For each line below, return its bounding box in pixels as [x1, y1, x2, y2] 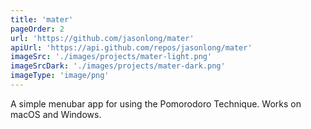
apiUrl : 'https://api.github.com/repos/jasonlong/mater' [10, 42, 253, 53]
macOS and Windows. [10, 108, 102, 120]
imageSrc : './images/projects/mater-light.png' [10, 52, 213, 62]
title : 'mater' [10, 14, 74, 25]
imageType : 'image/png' [10, 71, 110, 81]
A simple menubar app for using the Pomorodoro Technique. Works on [10, 97, 302, 110]
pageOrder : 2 [10, 24, 65, 34]
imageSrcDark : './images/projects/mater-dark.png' [10, 61, 226, 71]
